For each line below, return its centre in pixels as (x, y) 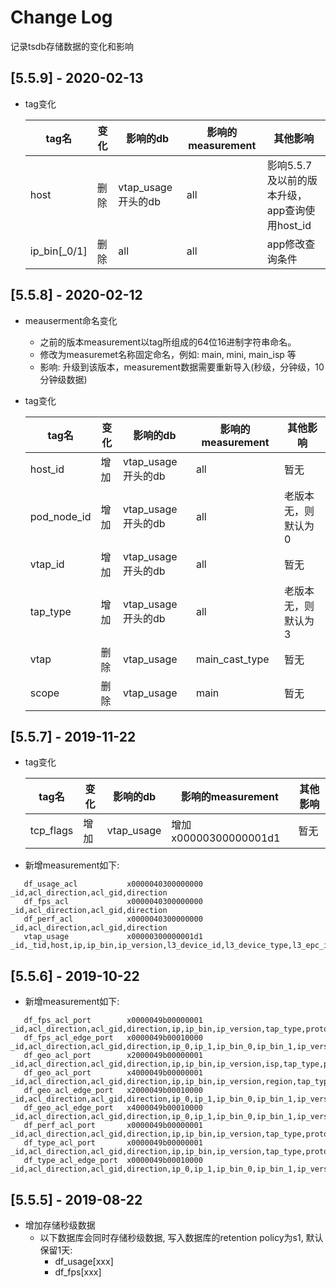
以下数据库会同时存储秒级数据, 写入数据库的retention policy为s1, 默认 (181, 1237)
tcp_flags (51, 831)
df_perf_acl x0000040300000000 (113, 919)
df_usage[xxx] (84, 1261)
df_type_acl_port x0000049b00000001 (113, 1143)
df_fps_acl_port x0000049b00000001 (113, 1021)
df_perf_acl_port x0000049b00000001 (113, 1126)
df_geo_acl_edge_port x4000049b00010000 (113, 1108)
